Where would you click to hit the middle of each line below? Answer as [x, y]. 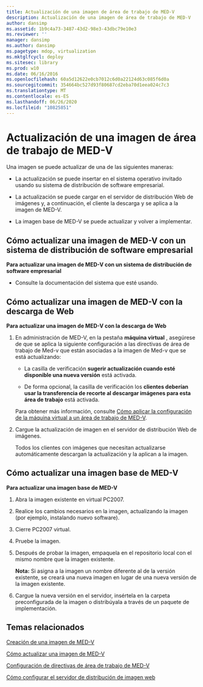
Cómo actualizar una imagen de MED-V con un [96, 241]
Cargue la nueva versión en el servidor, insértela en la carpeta [92, 595]
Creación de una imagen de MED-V [51, 642]
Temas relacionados [45, 627]
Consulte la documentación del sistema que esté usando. [87, 283]
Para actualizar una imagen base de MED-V [62, 487]
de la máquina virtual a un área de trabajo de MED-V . [81, 418]
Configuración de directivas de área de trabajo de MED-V [78, 665]
